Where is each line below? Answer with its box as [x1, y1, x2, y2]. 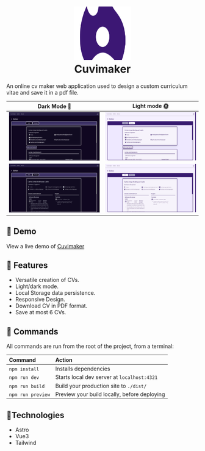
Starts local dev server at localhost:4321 [55, 373, 158, 381]
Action [55, 356, 73, 363]
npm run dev [9, 375, 40, 381]
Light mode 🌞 [132, 103, 169, 110]
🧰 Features [6, 260, 48, 271]
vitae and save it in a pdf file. [6, 88, 79, 96]
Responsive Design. [15, 296, 65, 303]
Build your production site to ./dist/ [55, 382, 147, 389]
